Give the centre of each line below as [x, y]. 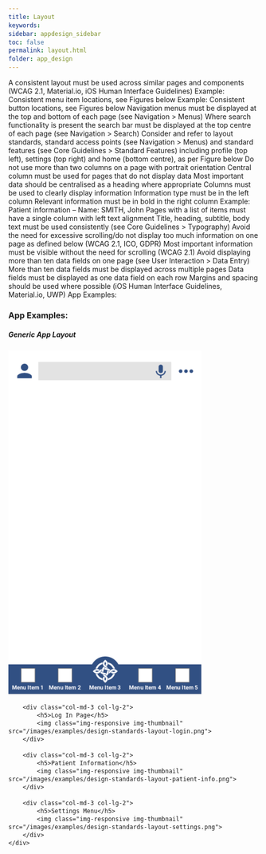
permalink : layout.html [48, 51]
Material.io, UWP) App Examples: [63, 295]
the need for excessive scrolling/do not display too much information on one [133, 235]
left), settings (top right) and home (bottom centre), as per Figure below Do [131, 159]
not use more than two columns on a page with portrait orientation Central [130, 167]
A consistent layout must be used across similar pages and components [126, 83]
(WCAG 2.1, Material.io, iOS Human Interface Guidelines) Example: [117, 91]
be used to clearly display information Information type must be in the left [129, 193]
